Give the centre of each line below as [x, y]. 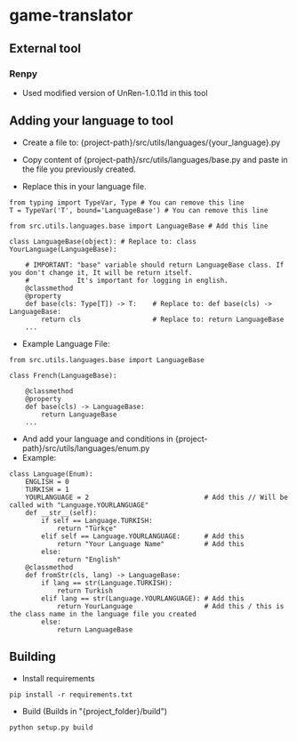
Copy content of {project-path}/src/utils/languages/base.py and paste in [155, 159]
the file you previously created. [79, 169]
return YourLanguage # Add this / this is [170, 606]
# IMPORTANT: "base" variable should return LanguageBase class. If [155, 265]
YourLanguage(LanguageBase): [63, 249]
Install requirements [58, 678]
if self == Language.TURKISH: [97, 520]
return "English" [89, 560]
